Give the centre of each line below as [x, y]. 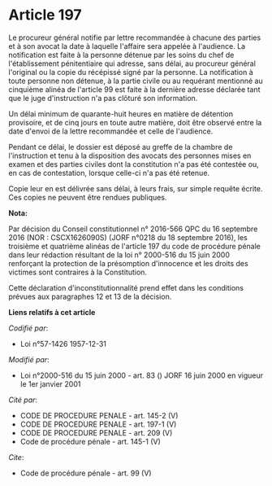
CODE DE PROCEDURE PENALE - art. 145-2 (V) [99, 415]
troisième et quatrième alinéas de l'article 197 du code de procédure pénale [135, 246]
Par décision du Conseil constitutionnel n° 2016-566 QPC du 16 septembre [133, 229]
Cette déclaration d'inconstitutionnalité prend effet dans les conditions [126, 287]
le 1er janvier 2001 [50, 383]
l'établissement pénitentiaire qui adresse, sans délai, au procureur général [132, 63]
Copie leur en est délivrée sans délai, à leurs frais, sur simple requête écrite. [136, 188]
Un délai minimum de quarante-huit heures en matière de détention [121, 114]
